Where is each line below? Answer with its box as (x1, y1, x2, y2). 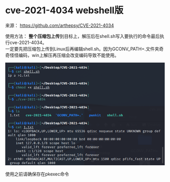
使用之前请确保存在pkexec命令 (5, 171, 69, 177)
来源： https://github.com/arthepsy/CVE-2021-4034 (5, 22, 114, 28)
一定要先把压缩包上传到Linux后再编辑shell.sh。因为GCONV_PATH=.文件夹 (5, 46, 159, 52)
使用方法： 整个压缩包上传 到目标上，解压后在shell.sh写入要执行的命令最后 (5, 33, 160, 39)
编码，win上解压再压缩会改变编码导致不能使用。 (18, 52, 119, 58)
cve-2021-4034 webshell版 (5, 5, 123, 16)
